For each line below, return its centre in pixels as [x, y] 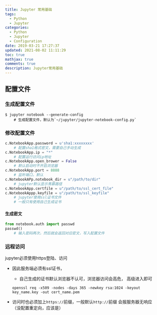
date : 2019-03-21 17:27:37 [32, 46]
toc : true [15, 55]
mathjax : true [19, 59]
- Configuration [26, 41]
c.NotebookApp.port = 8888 [32, 171]
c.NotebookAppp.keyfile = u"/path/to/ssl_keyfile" [57, 193]
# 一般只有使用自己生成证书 [38, 202]
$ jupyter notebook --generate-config [44, 115]
